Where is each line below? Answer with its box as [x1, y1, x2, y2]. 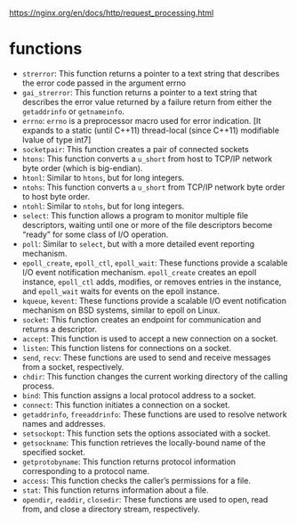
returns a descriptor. [21, 323, 98, 334]
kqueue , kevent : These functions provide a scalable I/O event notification [21, 295, 287, 306]
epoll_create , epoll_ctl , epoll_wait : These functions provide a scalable [21, 257, 288, 268]
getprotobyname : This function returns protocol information [21, 456, 237, 467]
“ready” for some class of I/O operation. [21, 229, 169, 240]
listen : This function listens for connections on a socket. [21, 342, 232, 353]
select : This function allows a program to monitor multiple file [21, 209, 249, 221]
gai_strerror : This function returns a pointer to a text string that [21, 86, 258, 97]
